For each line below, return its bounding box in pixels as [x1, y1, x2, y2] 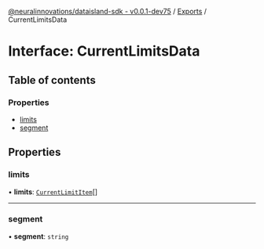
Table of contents [8, 74, 96, 87]
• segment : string [8, 231, 69, 241]
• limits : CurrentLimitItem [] [8, 187, 98, 197]
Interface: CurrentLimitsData [8, 42, 200, 60]
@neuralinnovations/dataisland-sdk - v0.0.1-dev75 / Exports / [8, 7, 207, 16]
